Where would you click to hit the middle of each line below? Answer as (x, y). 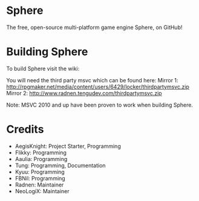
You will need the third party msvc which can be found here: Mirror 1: (92, 80)
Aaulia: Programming (41, 159)
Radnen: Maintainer (39, 185)
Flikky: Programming (41, 153)
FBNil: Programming (40, 178)
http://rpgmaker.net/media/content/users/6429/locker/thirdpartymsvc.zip (98, 87)
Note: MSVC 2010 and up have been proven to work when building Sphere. (100, 105)
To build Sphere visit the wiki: (43, 68)
